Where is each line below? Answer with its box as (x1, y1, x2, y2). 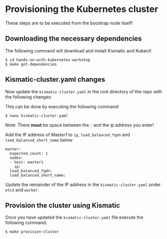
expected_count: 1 (9, 151, 48, 156)
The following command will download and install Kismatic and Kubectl (5, 47, 151, 53)
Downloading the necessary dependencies (5, 34, 142, 43)
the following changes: (5, 94, 52, 100)
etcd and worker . (5, 187, 39, 193)
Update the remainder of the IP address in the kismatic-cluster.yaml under (5, 181, 161, 188)
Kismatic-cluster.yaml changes (5, 75, 105, 84)
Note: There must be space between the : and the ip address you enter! (5, 122, 154, 128)
